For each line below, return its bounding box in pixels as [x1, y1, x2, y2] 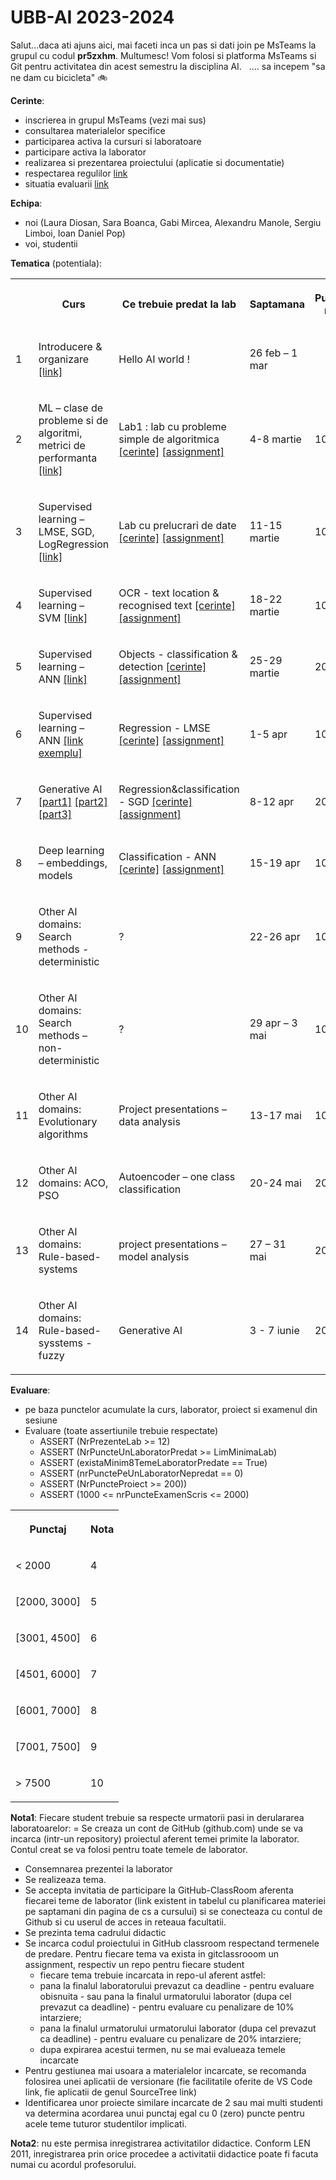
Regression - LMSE [118, 721, 211, 735]
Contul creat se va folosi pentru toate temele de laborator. [10, 1843, 248, 1855]
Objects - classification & [118, 647, 238, 661]
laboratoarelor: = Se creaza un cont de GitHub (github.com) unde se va [10, 1822, 304, 1834]
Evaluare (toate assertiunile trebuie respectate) [24, 1424, 219, 1436]
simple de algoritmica [118, 432, 220, 446]
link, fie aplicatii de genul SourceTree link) [24, 2086, 198, 2098]
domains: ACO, [38, 1176, 109, 1190]
